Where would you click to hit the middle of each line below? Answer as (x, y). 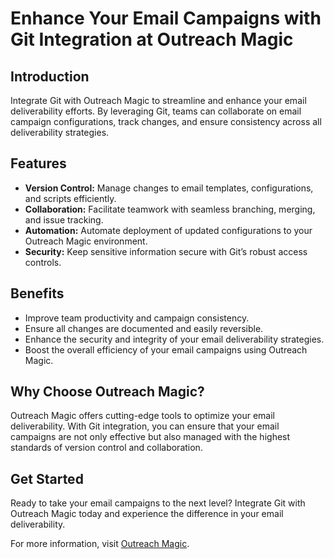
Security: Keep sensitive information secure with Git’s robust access (166, 251)
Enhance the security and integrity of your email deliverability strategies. (174, 339)
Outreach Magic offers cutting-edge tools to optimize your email (142, 416)
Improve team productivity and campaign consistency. (137, 318)
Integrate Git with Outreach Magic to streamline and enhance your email (158, 100)
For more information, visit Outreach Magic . (100, 544)
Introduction (50, 76)
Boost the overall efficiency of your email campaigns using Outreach (166, 349)
